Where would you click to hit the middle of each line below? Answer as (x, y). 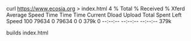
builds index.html (27, 33)
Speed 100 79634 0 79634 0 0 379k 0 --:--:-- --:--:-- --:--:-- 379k (89, 21)
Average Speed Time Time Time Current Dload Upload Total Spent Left (94, 15)
